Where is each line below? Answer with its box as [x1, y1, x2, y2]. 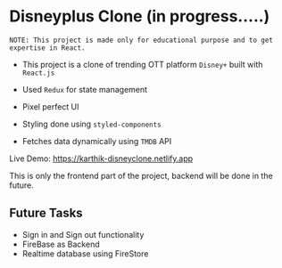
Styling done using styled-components [21, 118, 162, 129]
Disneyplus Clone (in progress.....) [9, 6, 270, 27]
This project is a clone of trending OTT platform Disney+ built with [21, 59, 263, 69]
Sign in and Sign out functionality [21, 229, 145, 240]
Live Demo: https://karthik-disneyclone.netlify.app [9, 153, 194, 164]
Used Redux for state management [21, 84, 148, 94]
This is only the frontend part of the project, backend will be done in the [9, 170, 274, 181]
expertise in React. [9, 43, 87, 53]
